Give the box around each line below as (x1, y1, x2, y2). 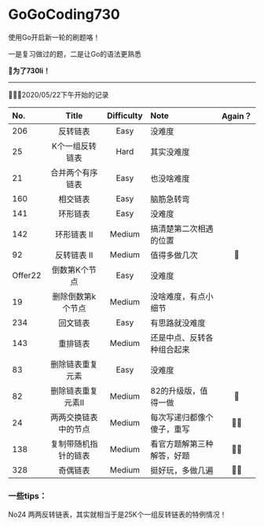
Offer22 (12, 270, 42, 281)
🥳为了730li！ (8, 65, 51, 75)
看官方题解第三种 (150, 438, 214, 449)
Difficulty (107, 110, 143, 121)
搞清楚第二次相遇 (150, 223, 214, 234)
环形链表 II (54, 229, 93, 240)
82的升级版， (150, 385, 200, 396)
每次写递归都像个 (150, 411, 214, 422)
